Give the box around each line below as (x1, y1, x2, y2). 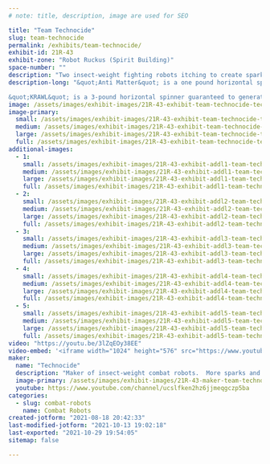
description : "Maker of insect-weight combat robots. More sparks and (15, 369, 261, 377)
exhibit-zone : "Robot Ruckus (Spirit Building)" (8, 56, 174, 64)
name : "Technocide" (15, 362, 81, 370)
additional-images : (8, 145, 74, 153)
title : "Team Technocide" (8, 26, 95, 35)
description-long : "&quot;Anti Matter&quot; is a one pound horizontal (8, 78, 253, 87)
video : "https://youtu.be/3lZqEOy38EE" (8, 339, 142, 348)
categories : (8, 391, 48, 400)
